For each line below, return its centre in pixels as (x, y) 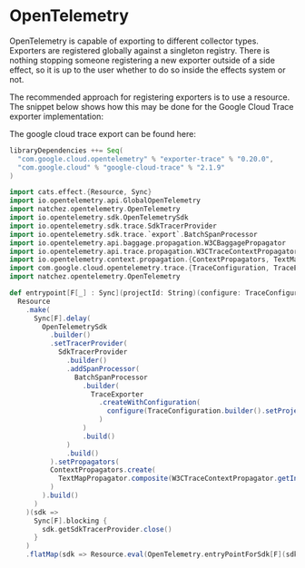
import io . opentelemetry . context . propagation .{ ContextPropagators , (140, 260)
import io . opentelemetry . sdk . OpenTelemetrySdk (99, 218)
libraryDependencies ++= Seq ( (67, 151)
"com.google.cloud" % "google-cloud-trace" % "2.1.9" (121, 167)
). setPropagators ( (84, 462)
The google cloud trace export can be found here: (103, 133)
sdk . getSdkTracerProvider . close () (107, 529)
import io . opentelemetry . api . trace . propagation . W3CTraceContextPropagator (154, 251)
